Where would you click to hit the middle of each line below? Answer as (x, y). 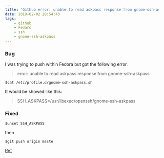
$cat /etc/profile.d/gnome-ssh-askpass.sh (49, 83)
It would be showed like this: (34, 92)
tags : (10, 18)
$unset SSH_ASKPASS (25, 124)
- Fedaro (23, 28)
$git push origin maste (29, 141)
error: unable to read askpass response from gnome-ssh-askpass (83, 74)
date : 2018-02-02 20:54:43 (32, 14)
